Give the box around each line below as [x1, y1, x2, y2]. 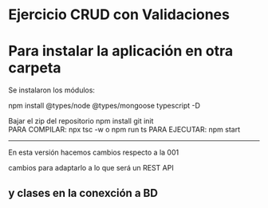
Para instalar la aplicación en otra [8, 42, 234, 61]
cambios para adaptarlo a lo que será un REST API [8, 163, 174, 173]
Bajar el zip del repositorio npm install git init [8, 116, 154, 126]
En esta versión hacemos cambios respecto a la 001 [8, 147, 179, 157]
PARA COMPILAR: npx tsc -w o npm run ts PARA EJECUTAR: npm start [8, 125, 241, 135]
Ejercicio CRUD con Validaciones [8, 6, 230, 24]
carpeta [8, 59, 61, 77]
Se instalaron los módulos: [8, 85, 96, 95]
